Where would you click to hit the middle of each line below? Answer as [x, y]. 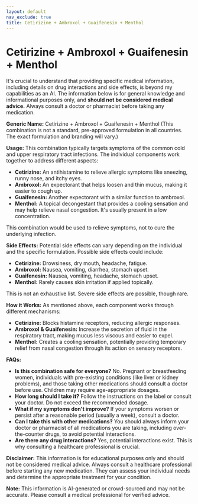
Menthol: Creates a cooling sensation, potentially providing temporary [100, 342]
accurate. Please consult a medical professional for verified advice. [88, 495]
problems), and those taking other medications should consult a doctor [101, 384]
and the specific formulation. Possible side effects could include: [85, 252]
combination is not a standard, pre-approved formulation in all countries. [94, 130]
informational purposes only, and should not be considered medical [90, 100]
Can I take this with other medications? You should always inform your [102, 422]
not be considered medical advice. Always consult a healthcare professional [99, 465]
